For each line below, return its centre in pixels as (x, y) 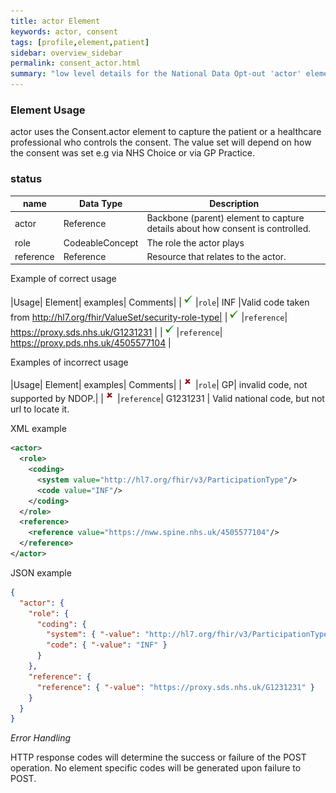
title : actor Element (55, 21)
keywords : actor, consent (64, 31)
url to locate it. (40, 409)
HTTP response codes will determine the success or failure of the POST (158, 757)
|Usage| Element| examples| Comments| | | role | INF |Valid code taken (160, 302)
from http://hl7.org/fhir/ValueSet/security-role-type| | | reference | (149, 317)
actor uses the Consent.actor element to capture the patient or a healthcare (166, 132)
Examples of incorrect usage (69, 362)
